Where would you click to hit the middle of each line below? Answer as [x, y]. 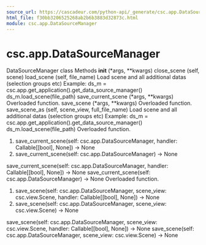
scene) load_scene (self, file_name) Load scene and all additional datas [96, 77]
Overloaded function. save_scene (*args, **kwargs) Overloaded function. [99, 103]
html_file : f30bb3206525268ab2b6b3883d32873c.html [72, 18]
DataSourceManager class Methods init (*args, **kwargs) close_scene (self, [103, 70]
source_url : [21, 12]
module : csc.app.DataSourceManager [52, 23]
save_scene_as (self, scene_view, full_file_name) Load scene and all [92, 110]
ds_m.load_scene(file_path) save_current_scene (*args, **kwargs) [90, 97]
